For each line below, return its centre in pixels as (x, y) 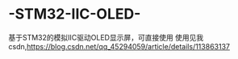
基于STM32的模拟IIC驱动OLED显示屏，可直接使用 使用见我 (106, 37)
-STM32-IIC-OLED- (75, 14)
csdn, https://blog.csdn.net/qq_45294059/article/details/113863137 (119, 46)
